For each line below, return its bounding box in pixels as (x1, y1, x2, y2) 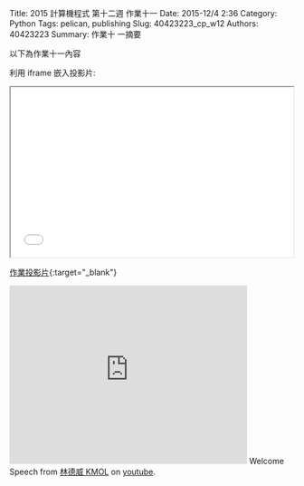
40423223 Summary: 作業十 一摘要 (9, 29, 142, 39)
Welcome (248, 456, 285, 466)
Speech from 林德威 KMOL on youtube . (9, 466, 157, 477)
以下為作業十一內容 (9, 48, 81, 59)
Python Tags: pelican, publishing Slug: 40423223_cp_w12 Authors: (9, 18, 259, 29)
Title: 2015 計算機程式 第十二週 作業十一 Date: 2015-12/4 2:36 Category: (9, 8, 278, 18)
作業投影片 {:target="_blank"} (9, 267, 118, 277)
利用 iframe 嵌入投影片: (9, 67, 97, 78)
